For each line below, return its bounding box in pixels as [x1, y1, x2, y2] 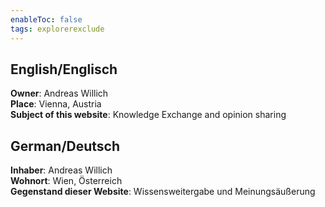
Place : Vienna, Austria [10, 98, 102, 110]
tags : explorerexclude [10, 24, 105, 34]
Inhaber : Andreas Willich [10, 164, 113, 176]
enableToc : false [10, 14, 83, 25]
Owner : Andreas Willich [10, 87, 109, 100]
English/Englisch [10, 61, 118, 78]
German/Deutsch [10, 137, 121, 155]
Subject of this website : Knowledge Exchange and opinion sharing [10, 109, 287, 121]
